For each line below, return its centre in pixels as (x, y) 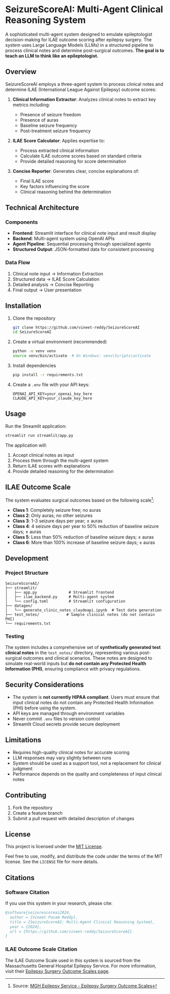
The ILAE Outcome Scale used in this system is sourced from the (73, 960)
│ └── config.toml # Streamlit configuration (65, 601)
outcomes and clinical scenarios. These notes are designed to (88, 658)
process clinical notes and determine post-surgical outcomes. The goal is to (85, 50)
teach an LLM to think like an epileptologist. (52, 56)
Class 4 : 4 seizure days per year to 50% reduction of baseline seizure (86, 526)
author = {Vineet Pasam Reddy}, (44, 917)
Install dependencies (34, 366)
